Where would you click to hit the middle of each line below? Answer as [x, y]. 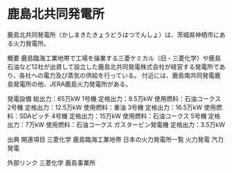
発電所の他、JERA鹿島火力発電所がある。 [72, 84]
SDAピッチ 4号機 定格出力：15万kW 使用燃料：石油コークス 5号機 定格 [120, 116]
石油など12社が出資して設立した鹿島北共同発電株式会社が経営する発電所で [113, 66]
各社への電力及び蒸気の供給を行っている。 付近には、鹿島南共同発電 [117, 75]
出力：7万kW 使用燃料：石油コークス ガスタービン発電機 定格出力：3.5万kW [116, 125]
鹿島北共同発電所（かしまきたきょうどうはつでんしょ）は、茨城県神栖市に [113, 35]
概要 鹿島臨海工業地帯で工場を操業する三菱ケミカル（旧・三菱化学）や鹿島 [114, 58]
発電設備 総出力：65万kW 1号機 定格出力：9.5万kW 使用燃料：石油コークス [114, 98]
